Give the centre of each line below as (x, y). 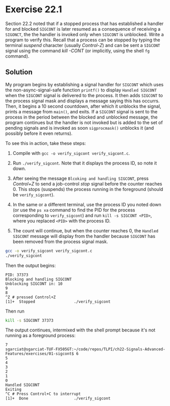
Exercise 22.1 (34, 9)
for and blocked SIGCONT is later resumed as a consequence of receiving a (83, 29)
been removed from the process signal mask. (60, 242)
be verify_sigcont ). (33, 195)
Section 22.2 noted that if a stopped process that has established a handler (84, 23)
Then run (15, 311)
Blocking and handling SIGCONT (39, 279)
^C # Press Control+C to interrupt (43, 394)
